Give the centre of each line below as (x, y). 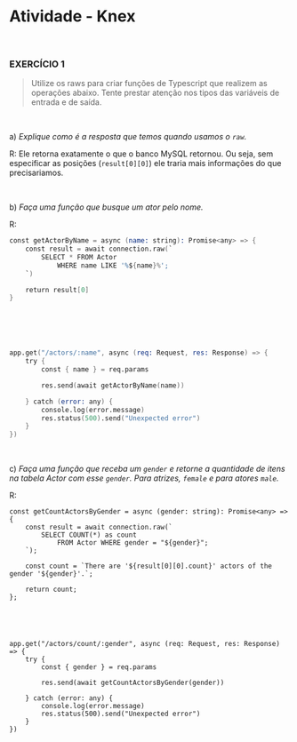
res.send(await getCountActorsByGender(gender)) (133, 683)
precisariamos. (36, 173)
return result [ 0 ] (57, 290)
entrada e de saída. (66, 102)
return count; (51, 590)
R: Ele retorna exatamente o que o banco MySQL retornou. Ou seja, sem (141, 154)
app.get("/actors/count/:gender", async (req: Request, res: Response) (144, 644)
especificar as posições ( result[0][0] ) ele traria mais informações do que (145, 164)
